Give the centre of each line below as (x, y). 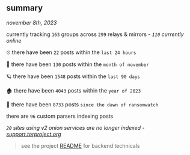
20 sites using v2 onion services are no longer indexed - (75, 127)
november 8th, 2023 (32, 22)
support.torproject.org (34, 134)
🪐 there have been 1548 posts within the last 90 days (73, 76)
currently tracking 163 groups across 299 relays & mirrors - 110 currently (95, 34)
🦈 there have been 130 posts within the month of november (78, 64)
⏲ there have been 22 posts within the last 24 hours (71, 52)
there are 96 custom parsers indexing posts (60, 116)
